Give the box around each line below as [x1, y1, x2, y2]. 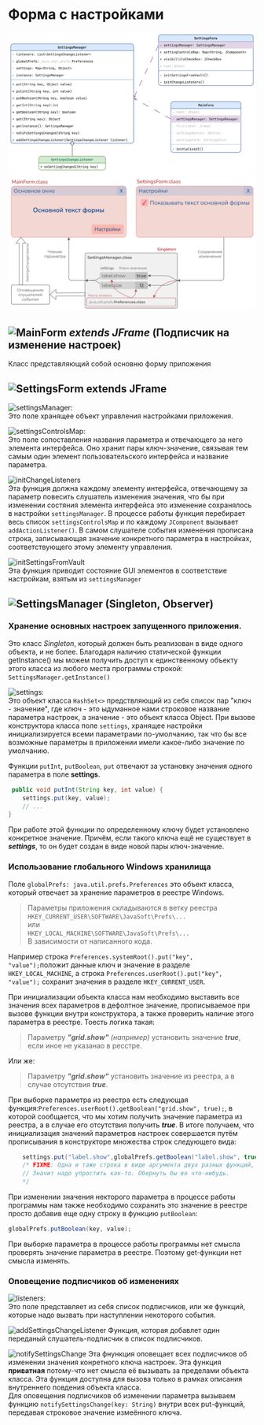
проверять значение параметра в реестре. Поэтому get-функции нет [8, 1247, 242, 1257]
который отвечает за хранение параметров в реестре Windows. [8, 888, 225, 897]
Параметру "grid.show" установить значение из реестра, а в [27, 1071, 235, 1081]
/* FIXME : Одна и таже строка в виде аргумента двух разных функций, [22, 1161, 255, 1169]
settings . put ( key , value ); [22, 794, 111, 802]
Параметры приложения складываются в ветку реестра [27, 903, 218, 912]
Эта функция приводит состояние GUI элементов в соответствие [8, 566, 228, 576]
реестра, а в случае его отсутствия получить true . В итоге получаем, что [8, 1120, 255, 1130]
